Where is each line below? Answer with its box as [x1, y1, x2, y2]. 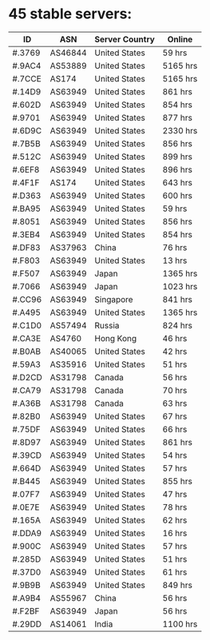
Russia [94, 320, 120, 331]
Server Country [94, 34, 156, 45]
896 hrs [162, 164, 193, 175]
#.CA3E [12, 332, 42, 344]
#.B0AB [12, 345, 42, 356]
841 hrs [162, 293, 193, 304]
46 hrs [162, 332, 188, 344]
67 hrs [162, 411, 188, 422]
